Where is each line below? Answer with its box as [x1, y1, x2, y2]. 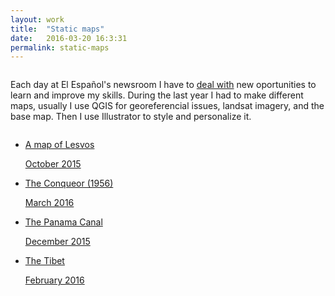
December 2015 [24, 236, 91, 248]
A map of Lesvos [24, 139, 95, 151]
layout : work [10, 14, 65, 25]
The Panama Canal [24, 216, 103, 228]
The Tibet [24, 255, 65, 267]
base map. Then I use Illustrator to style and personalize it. [10, 111, 252, 123]
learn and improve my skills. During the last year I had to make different [10, 89, 304, 101]
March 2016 [24, 197, 75, 209]
